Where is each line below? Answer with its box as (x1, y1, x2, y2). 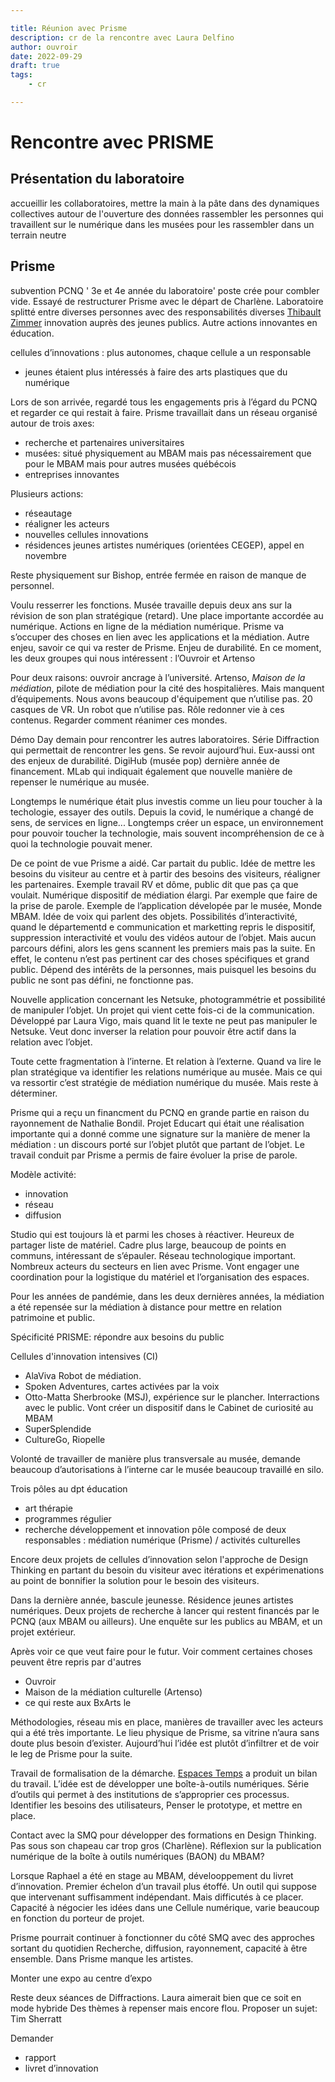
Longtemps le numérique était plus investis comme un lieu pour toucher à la (10, 795, 323, 807)
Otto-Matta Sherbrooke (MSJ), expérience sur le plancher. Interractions (24, 1391, 320, 1403)
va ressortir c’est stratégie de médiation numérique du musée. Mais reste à (10, 1076, 319, 1088)
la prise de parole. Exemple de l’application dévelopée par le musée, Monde (10, 899, 323, 911)
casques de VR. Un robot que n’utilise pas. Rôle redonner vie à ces (10, 703, 285, 715)
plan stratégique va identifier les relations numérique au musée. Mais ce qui (10, 1066, 323, 1078)
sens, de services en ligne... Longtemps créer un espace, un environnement (10, 816, 324, 828)
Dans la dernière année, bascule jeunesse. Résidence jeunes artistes (10, 1594, 294, 1606)
